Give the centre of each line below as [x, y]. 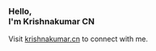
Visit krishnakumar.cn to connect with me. [78, 39]
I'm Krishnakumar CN [52, 21]
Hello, [20, 11]
